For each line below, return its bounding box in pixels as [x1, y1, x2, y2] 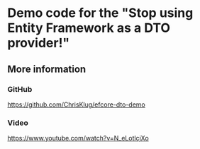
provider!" [7, 35, 70, 51]
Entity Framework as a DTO [7, 20, 171, 36]
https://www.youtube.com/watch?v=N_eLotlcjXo [7, 134, 149, 143]
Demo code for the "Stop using [7, 5, 194, 21]
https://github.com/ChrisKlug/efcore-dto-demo [7, 100, 145, 109]
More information [7, 63, 87, 75]
